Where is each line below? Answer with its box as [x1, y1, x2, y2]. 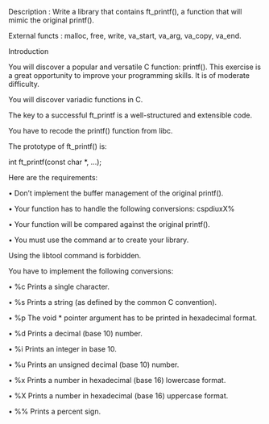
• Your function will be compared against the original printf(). [8, 220, 211, 228]
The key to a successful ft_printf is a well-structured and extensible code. [8, 110, 253, 120]
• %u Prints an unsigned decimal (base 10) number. [8, 360, 180, 369]
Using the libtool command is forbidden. [8, 251, 142, 260]
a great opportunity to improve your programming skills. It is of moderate [8, 71, 250, 80]
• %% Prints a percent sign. [8, 406, 101, 416]
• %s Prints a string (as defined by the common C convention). [8, 298, 217, 307]
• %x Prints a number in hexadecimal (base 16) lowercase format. [8, 376, 226, 385]
